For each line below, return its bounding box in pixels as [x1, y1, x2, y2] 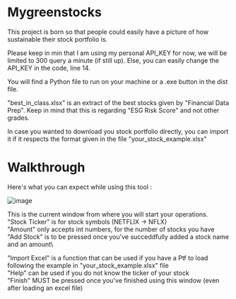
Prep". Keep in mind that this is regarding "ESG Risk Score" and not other [7, 106, 220, 114]
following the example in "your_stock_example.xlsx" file [7, 261, 170, 269]
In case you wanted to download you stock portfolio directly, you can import [7, 127, 229, 135]
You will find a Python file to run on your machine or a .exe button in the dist [7, 77, 228, 85]
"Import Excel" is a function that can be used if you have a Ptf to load [7, 253, 208, 262]
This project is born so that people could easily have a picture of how [7, 28, 209, 36]
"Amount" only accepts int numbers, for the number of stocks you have [7, 225, 215, 233]
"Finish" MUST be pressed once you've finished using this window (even [7, 276, 220, 284]
